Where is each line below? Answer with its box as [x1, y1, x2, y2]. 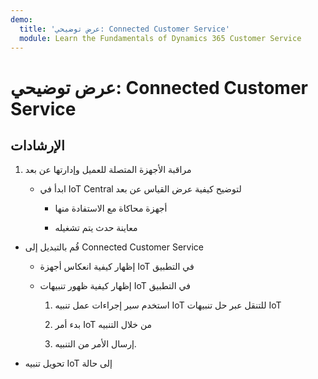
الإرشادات [10, 137, 65, 154]
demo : [10, 14, 33, 25]
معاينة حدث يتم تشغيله [54, 222, 138, 234]
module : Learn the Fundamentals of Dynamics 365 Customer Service [19, 33, 302, 43]
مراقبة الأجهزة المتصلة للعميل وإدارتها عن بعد [24, 164, 192, 176]
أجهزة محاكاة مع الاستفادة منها [54, 202, 168, 215]
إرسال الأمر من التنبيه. [54, 338, 137, 350]
